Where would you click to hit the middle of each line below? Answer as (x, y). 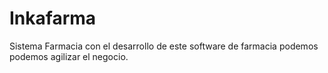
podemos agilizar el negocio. (69, 56)
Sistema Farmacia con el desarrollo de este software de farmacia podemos (164, 46)
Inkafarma (53, 18)
